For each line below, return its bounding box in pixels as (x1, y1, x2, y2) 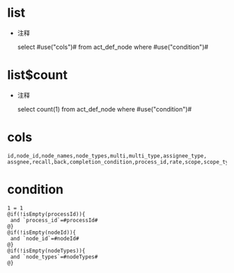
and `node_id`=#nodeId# (10, 235, 79, 242)
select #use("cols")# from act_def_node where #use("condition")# (17, 42, 209, 51)
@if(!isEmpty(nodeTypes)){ (7, 247, 86, 254)
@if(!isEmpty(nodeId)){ (7, 228, 77, 236)
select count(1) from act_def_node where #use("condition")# (17, 104, 192, 113)
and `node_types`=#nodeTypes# (10, 253, 98, 260)
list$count (7, 68, 68, 83)
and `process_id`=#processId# (10, 217, 98, 224)
